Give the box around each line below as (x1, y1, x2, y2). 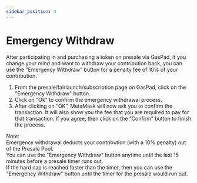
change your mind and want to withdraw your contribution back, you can (6, 59, 182, 66)
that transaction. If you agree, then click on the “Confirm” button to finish (14, 115, 192, 122)
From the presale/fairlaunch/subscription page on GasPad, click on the (14, 84, 186, 91)
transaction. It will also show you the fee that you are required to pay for (14, 108, 189, 115)
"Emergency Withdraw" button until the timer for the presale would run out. (6, 170, 188, 177)
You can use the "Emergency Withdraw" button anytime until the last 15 (6, 151, 179, 158)
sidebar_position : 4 (6, 8, 57, 15)
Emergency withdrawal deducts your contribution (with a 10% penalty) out (6, 139, 186, 146)
